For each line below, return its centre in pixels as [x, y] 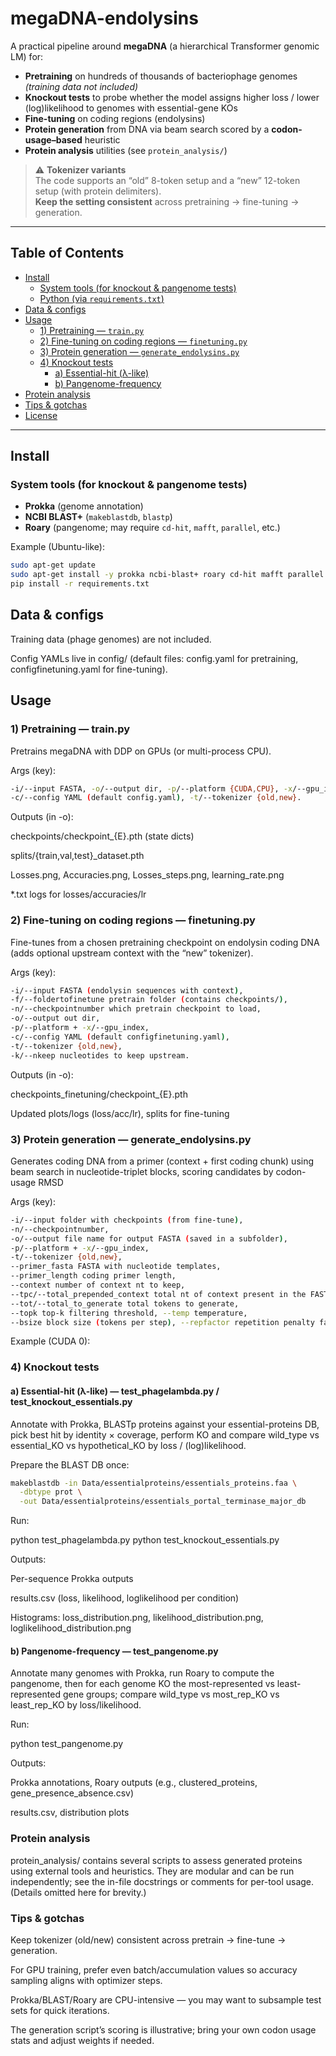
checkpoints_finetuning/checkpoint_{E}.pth [99, 1094]
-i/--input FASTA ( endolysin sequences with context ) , [127, 990]
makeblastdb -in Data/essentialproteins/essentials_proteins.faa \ [154, 1483]
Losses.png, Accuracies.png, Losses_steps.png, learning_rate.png [147, 875]
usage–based [53, 139]
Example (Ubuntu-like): [57, 547]
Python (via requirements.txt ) [102, 298]
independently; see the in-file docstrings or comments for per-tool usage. [162, 1881]
